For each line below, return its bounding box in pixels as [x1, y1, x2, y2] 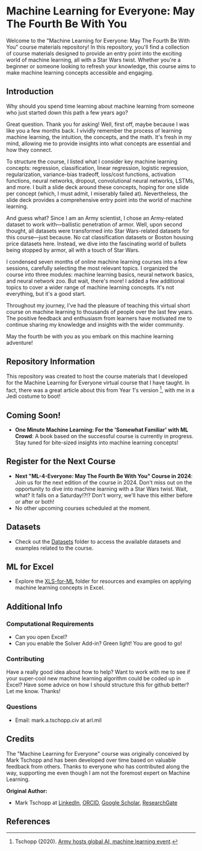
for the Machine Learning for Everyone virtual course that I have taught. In [6, 378, 190, 386]
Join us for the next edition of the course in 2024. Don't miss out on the [14, 479, 192, 486]
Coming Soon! [6, 410, 61, 420]
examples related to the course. [14, 544, 94, 551]
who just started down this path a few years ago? [6, 108, 128, 116]
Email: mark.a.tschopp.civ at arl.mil [14, 716, 102, 724]
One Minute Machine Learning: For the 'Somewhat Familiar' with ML [14, 426, 189, 433]
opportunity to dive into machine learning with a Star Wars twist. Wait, [14, 485, 188, 492]
